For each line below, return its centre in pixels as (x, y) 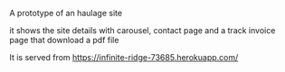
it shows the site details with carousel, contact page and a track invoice (142, 30)
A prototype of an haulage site (66, 13)
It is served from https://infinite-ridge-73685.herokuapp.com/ (124, 57)
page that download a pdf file (64, 40)
